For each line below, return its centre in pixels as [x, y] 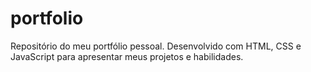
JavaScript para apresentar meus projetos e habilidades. [127, 56]
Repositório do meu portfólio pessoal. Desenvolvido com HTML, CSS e [156, 46]
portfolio [47, 18]
